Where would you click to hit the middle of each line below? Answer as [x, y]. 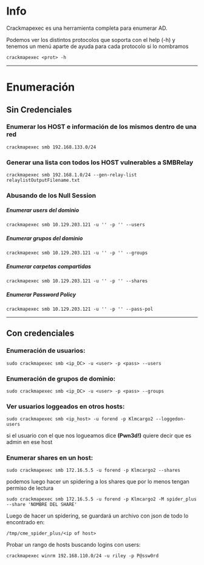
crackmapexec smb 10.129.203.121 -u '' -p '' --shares [77, 281]
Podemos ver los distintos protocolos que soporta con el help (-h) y [91, 40]
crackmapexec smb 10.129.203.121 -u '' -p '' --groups [77, 253]
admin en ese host [29, 442]
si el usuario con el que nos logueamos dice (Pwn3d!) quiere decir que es [99, 435]
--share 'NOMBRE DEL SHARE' [42, 505]
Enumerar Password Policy [41, 294]
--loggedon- [171, 419]
